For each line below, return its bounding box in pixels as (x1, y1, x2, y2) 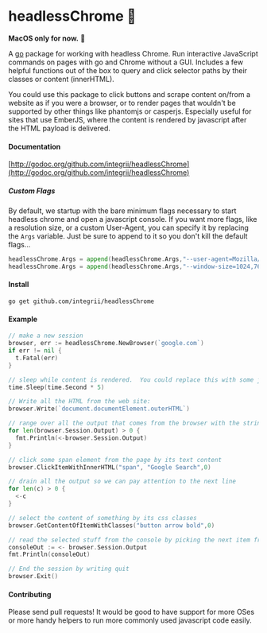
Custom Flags (8, 186, 56, 196)
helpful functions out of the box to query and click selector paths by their (8, 65, 248, 75)
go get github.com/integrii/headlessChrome (8, 297, 155, 305)
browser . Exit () (8, 573, 59, 581)
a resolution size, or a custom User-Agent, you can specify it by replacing (8, 223, 249, 233)
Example (8, 314, 38, 324)
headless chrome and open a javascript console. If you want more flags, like (8, 215, 257, 224)
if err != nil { (8, 347, 62, 355)
